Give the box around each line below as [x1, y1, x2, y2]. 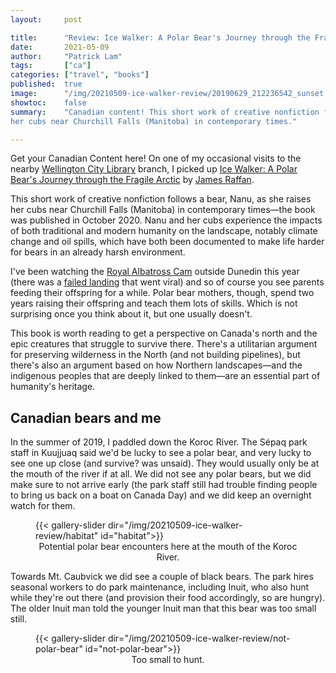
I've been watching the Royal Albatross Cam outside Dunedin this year [10, 266, 300, 278]
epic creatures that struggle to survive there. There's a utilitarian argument [10, 338, 318, 350]
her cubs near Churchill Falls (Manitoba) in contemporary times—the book [10, 204, 316, 216]
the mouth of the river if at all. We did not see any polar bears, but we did [10, 468, 312, 480]
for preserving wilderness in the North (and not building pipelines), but [10, 349, 301, 361]
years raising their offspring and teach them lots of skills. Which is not [10, 297, 298, 310]
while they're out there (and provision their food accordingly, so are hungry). [10, 592, 326, 604]
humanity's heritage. [10, 381, 96, 393]
